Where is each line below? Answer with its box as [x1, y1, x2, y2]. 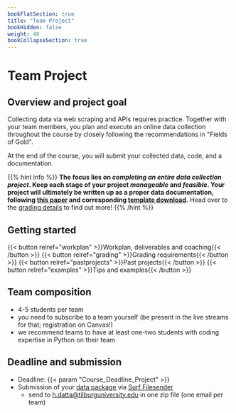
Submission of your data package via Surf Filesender [17, 382, 173, 391]
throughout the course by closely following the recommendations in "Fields [7, 130, 227, 139]
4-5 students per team [17, 305, 84, 314]
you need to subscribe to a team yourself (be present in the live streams [17, 312, 229, 321]
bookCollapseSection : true [7, 37, 87, 44]
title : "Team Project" [7, 17, 75, 24]
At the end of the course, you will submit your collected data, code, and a [7, 151, 222, 160]
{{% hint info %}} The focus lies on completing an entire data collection [7, 173, 222, 182]
